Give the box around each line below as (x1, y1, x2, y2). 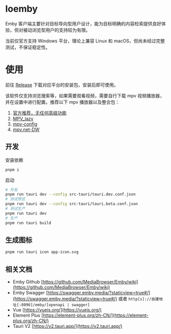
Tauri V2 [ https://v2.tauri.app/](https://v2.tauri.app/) (12, 323, 123, 329)
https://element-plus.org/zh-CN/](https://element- (43, 312, 149, 319)
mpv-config (12, 121, 37, 127)
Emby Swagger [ (12, 290, 48, 296)
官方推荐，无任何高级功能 (12, 110, 67, 116)
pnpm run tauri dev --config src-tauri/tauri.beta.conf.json (5, 201, 138, 207)
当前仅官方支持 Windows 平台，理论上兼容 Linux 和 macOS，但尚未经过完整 (5, 38, 165, 44)
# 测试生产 (5, 206, 26, 212)
